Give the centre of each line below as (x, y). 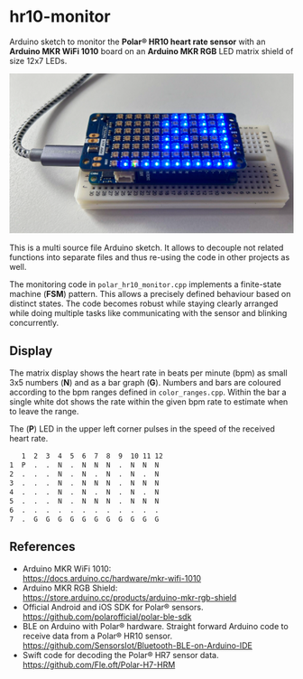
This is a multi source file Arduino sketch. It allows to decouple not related (147, 247)
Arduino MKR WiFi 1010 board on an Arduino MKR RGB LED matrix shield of (151, 51)
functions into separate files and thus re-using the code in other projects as (150, 257)
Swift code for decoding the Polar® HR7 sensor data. (120, 655)
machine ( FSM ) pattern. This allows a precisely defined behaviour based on (150, 293)
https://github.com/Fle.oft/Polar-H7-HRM (99, 665)
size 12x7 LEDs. (38, 60)
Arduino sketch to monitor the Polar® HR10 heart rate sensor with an (138, 42)
